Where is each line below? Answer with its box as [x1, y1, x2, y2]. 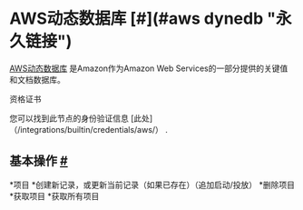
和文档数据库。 [9, 74, 65, 85]
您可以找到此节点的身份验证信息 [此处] [9, 113, 153, 124]
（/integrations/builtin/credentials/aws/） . [9, 124, 168, 135]
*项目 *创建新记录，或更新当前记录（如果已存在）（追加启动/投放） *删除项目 [9, 179, 295, 190]
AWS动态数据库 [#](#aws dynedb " [9, 8, 277, 29]
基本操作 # [9, 154, 68, 169]
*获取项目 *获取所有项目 [9, 190, 100, 201]
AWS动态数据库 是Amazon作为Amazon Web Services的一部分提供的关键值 [9, 63, 288, 74]
